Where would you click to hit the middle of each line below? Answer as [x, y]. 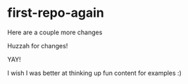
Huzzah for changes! [38, 45]
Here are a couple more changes [55, 32]
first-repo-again [56, 13]
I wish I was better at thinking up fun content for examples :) [94, 73]
